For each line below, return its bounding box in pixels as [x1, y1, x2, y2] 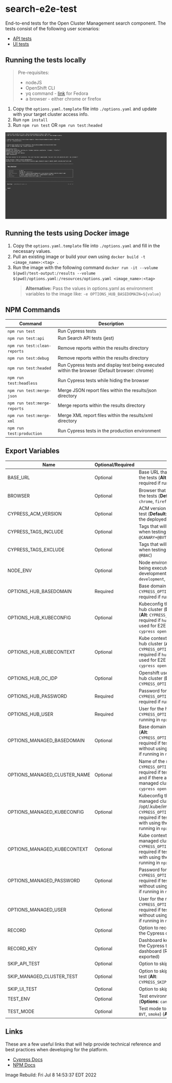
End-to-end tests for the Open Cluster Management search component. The [5, 20, 166, 26]
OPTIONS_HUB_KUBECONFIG [7, 614, 71, 621]
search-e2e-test [5, 3, 77, 15]
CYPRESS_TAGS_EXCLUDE [7, 547, 65, 553]
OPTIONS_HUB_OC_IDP [7, 675, 58, 681]
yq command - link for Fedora [25, 90, 89, 96]
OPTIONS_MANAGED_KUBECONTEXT [7, 846, 89, 852]
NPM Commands [5, 305, 60, 314]
